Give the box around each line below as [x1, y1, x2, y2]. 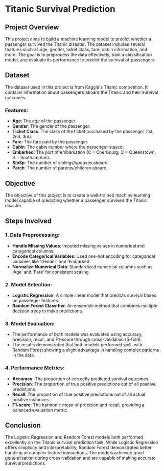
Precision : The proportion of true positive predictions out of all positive [12, 381, 156, 387]
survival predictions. [5, 460, 47, 466]
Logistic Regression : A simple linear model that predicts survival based [12, 292, 157, 298]
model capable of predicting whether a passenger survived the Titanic [5, 197, 147, 203]
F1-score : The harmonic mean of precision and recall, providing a [12, 402, 145, 408]
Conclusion [5, 421, 41, 429]
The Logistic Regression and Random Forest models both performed [5, 434, 143, 440]
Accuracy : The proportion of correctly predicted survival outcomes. [12, 376, 150, 382]
